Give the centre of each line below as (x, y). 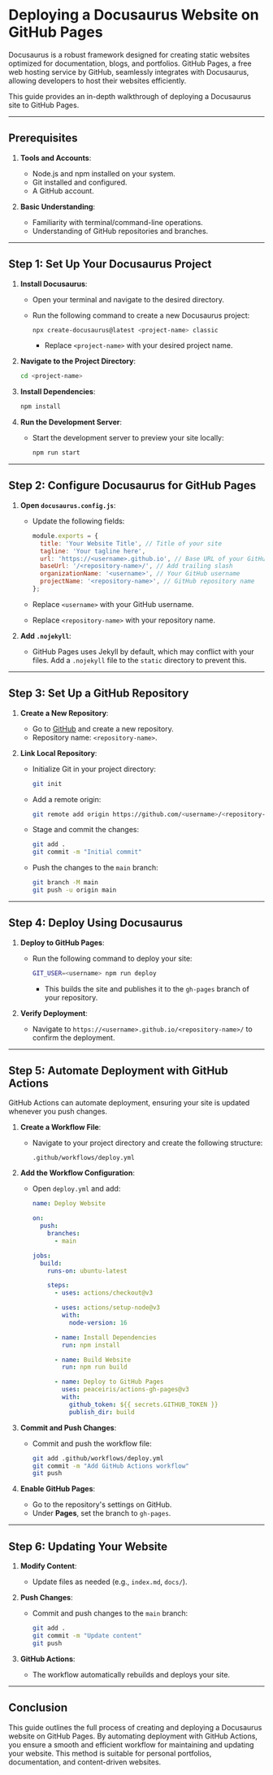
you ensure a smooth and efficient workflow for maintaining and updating (131, 1744)
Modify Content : (48, 1566)
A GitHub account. (63, 191)
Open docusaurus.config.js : (68, 505)
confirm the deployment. (74, 1037)
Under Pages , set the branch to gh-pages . (102, 1513)
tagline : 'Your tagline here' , (93, 551)
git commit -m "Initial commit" (87, 852)
